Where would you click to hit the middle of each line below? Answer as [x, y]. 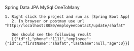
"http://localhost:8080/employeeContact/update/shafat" [65, 25]
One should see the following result [52, 35]
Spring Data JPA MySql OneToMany [42, 7]
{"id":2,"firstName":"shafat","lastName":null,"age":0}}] [67, 43]
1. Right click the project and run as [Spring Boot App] [67, 17]
